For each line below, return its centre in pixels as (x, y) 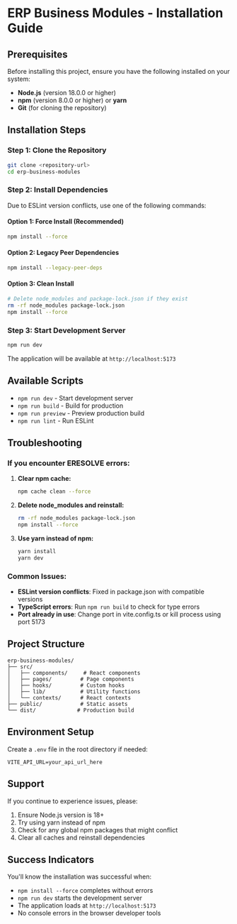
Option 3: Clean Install (41, 284)
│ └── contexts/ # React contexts (69, 697)
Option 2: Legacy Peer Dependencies (63, 253)
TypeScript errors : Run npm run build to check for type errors (109, 607)
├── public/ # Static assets (68, 704)
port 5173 (31, 622)
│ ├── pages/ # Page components (71, 679)
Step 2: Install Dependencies (58, 190)
